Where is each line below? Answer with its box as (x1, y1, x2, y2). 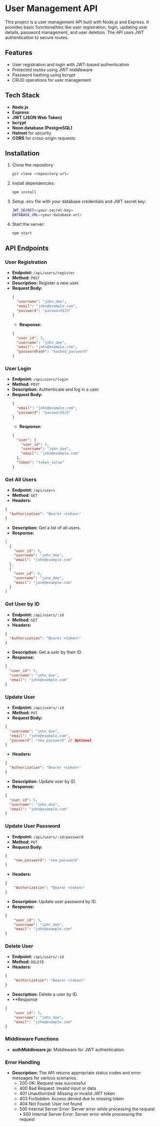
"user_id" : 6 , (14, 571, 42, 576)
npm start (12, 231, 32, 236)
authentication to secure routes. (5, 35, 69, 40)
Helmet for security (12, 130, 52, 136)
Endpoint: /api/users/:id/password (12, 834, 84, 839)
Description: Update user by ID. (12, 778, 76, 784)
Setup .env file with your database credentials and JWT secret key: (12, 199, 146, 204)
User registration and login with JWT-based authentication (12, 61, 129, 67)
